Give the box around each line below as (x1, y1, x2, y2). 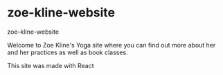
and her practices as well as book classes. (7, 48, 128, 56)
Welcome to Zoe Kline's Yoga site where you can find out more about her (7, 41, 216, 49)
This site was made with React (7, 61, 94, 69)
